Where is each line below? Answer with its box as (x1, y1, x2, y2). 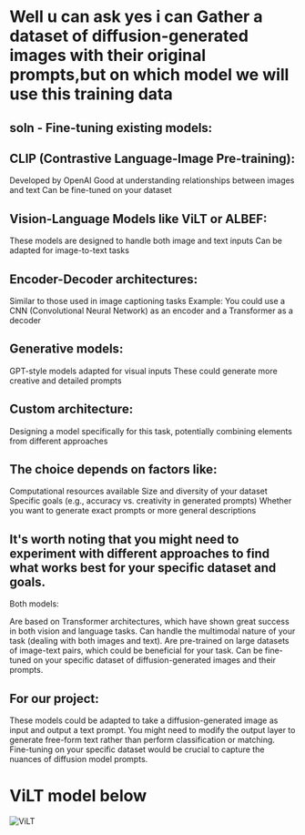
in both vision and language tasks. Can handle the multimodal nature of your (9, 626, 296, 636)
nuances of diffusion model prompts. (9, 754, 148, 765)
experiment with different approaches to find (9, 545, 270, 561)
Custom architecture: (9, 402, 134, 417)
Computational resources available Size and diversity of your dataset (9, 485, 269, 497)
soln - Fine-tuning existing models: (9, 120, 213, 136)
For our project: (9, 690, 100, 707)
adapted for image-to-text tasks (9, 245, 130, 256)
